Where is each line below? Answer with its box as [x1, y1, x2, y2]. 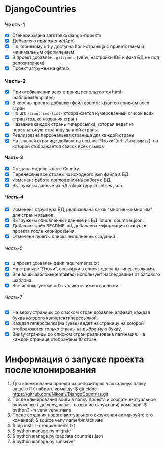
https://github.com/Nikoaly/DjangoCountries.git [12, 391, 109, 397]
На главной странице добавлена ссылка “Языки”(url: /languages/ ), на [12, 138, 158, 144]
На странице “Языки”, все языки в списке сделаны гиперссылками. [12, 266, 155, 272]
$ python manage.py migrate [12, 428, 71, 434]
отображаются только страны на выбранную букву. [12, 326, 122, 332]
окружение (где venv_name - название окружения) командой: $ [12, 401, 147, 408]
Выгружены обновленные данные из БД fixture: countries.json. [12, 217, 144, 223]
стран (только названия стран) [12, 116, 78, 122]
